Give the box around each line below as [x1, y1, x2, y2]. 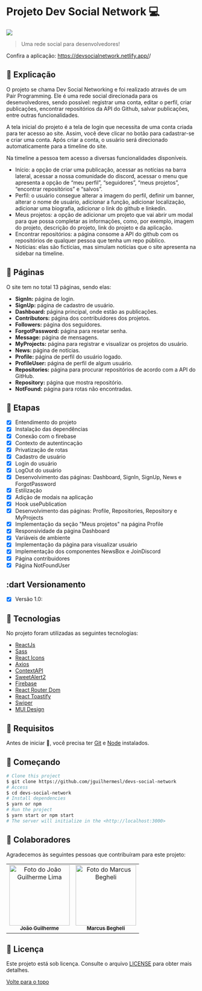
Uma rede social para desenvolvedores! [21, 40, 121, 47]
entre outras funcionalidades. [6, 111, 80, 119]
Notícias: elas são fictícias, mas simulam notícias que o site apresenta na [14, 243, 196, 250]
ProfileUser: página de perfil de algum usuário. [14, 359, 133, 366]
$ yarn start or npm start [6, 812, 74, 818]
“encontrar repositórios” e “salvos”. [14, 185, 103, 193]
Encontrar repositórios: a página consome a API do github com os [14, 230, 179, 237]
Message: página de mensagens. [14, 334, 99, 341]
